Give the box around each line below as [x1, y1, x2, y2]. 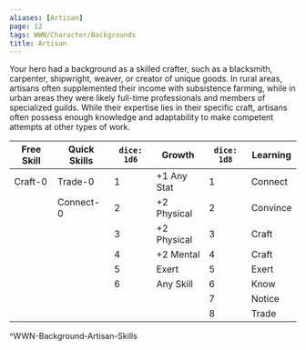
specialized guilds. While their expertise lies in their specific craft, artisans [9, 102, 288, 114]
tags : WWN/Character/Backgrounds [9, 30, 137, 39]
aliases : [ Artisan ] [9, 13, 84, 23]
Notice [250, 293, 280, 305]
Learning [251, 149, 291, 162]
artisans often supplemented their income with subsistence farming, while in [9, 83, 296, 94]
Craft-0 [14, 175, 48, 188]
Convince [250, 202, 292, 215]
